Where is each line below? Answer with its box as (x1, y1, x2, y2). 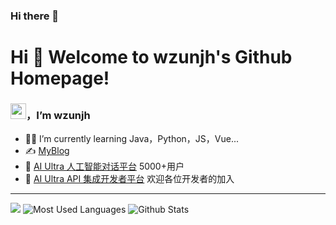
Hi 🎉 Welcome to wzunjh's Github (10, 46, 293, 69)
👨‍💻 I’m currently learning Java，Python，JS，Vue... (24, 133, 240, 145)
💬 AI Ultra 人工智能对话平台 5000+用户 (24, 160, 185, 173)
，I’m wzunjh (26, 109, 91, 123)
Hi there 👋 (10, 9, 60, 23)
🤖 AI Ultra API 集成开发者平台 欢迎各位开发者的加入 (24, 173, 235, 185)
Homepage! (10, 67, 110, 90)
